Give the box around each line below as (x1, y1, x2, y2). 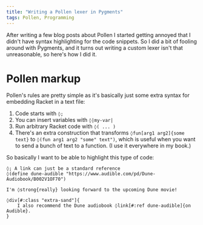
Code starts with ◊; (15, 110, 64, 117)
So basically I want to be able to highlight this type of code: (6, 154, 155, 161)
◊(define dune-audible (6, 171, 64, 177)
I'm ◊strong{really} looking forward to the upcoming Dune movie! (6, 187, 178, 193)
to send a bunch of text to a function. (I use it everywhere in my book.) (15, 142, 191, 149)
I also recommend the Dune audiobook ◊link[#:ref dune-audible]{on (17, 203, 191, 209)
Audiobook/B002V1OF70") (6, 176, 67, 183)
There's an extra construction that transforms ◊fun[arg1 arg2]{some (15, 129, 185, 136)
